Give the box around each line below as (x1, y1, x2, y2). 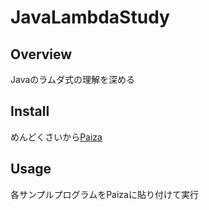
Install (10, 103, 50, 120)
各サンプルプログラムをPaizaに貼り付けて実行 (10, 188, 199, 200)
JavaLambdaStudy (10, 6, 170, 29)
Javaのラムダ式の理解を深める (10, 74, 135, 85)
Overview (10, 46, 73, 63)
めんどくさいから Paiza (10, 131, 103, 143)
